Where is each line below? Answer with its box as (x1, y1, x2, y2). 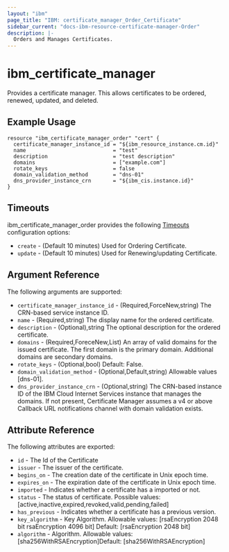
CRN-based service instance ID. (17, 308, 110, 317)
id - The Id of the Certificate (17, 456, 99, 465)
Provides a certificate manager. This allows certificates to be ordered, (7, 89, 207, 97)
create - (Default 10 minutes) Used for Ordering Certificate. (17, 241, 187, 250)
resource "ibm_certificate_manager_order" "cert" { (7, 135, 160, 142)
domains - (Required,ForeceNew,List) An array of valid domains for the (17, 337, 217, 346)
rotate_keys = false (13, 165, 135, 172)
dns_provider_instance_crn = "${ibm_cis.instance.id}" (13, 177, 194, 184)
